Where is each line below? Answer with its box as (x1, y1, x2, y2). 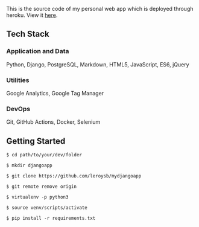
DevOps (6, 104, 31, 113)
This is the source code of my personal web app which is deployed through (6, 5, 194, 12)
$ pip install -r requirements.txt (6, 216, 96, 222)
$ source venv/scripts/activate (6, 205, 87, 211)
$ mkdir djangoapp (6, 162, 52, 168)
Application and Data (6, 47, 69, 56)
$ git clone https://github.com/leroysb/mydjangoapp (6, 173, 142, 179)
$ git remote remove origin (6, 184, 77, 190)
